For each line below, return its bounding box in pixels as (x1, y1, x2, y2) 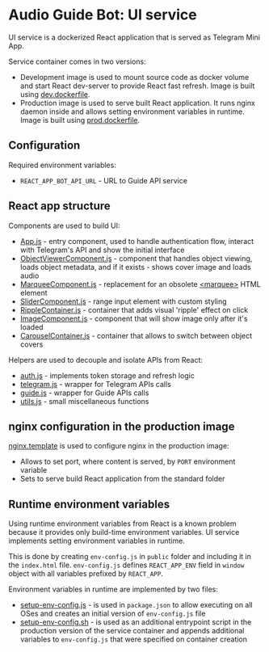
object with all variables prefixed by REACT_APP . (8, 569, 163, 578)
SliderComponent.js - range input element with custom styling (19, 297, 228, 306)
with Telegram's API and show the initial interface (19, 245, 185, 254)
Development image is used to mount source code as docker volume (19, 72, 250, 82)
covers (19, 339, 44, 349)
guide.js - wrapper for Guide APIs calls (19, 388, 149, 398)
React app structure (8, 200, 111, 213)
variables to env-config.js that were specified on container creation (19, 634, 248, 644)
